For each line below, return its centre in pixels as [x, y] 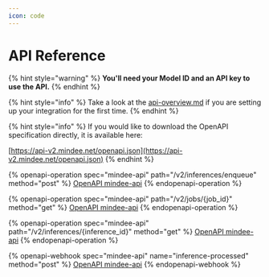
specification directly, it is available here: [75, 134]
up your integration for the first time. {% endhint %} [94, 110]
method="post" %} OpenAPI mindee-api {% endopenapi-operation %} [125, 183]
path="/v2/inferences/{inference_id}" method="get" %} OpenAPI [116, 231]
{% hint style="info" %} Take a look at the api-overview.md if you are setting [135, 102]
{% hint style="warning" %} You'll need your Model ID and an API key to [129, 78]
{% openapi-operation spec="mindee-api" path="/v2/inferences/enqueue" [132, 175]
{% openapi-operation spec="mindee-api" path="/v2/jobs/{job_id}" [120, 199]
